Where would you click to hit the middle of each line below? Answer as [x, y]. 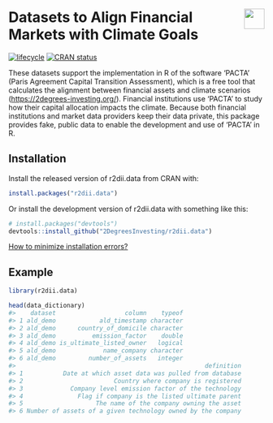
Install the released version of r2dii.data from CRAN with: [104, 178]
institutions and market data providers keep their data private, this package [134, 116]
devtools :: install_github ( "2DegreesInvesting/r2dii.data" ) [110, 231]
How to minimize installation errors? [68, 247]
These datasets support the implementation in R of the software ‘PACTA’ [129, 72]
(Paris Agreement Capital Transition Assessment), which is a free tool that [132, 81]
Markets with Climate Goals [104, 35]
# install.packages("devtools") [63, 223]
